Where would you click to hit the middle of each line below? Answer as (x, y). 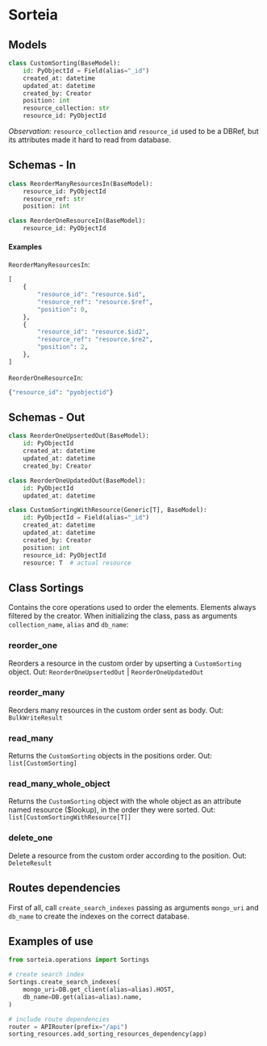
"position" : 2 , (63, 347)
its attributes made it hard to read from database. (90, 140)
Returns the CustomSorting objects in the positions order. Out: (110, 756)
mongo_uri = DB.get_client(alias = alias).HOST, (99, 989)
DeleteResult (30, 863)
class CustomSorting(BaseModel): (65, 63)
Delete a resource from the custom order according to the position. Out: (128, 855)
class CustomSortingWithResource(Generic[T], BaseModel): (108, 510)
